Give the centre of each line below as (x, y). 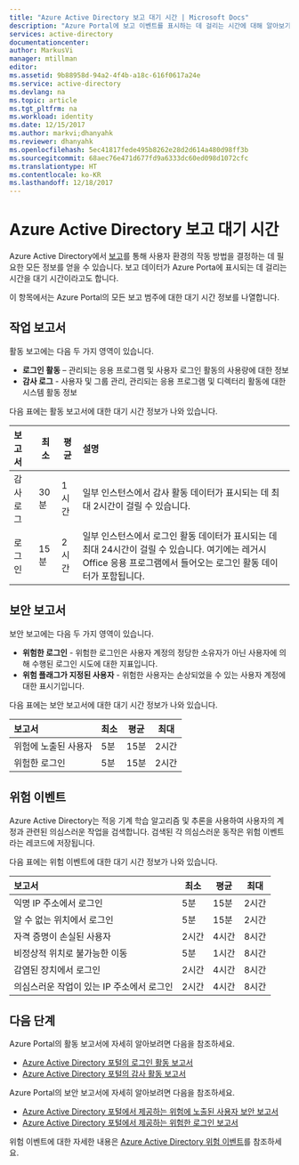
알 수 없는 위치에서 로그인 (64, 919)
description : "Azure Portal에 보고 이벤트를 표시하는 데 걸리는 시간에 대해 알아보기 (150, 26)
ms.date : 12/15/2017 (48, 125)
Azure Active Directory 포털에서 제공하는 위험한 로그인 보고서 (130, 1123)
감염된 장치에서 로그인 (57, 969)
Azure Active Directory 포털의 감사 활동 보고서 (104, 1074)
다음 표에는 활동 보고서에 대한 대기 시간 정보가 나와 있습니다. (113, 411)
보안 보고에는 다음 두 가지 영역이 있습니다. (81, 634)
